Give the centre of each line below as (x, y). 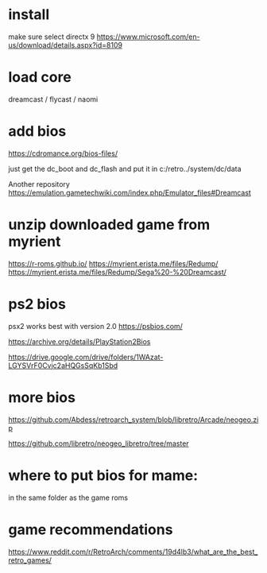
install (29, 15)
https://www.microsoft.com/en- (148, 37)
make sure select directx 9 (52, 37)
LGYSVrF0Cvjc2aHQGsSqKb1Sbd (63, 365)
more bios (42, 397)
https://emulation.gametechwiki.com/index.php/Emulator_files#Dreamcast (130, 192)
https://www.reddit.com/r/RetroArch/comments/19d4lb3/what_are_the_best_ (133, 552)
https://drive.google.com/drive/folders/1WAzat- (86, 357)
